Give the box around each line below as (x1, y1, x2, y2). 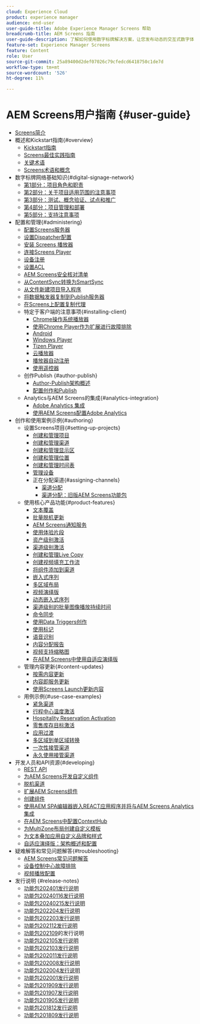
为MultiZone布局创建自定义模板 (23, 825, 101, 832)
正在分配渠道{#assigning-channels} (32, 476, 120, 484)
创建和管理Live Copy (32, 551, 84, 558)
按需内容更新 (32, 671, 64, 678)
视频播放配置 (23, 870, 55, 877)
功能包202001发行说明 (23, 974, 79, 982)
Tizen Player (32, 343, 64, 350)
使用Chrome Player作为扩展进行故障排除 (32, 323, 132, 330)
